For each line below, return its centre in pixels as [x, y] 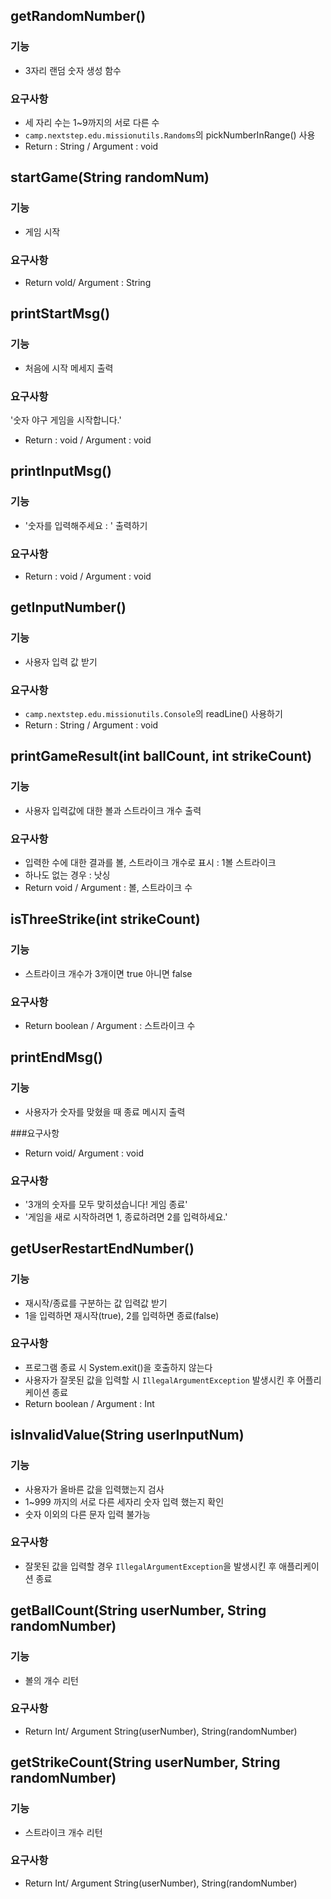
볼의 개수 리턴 [51, 1680]
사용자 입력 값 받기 [61, 661]
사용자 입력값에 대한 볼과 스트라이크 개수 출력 [113, 810]
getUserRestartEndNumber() [102, 1249]
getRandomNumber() [78, 16]
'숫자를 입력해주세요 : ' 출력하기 [86, 525]
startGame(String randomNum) [110, 177]
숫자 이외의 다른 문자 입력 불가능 [87, 1514]
